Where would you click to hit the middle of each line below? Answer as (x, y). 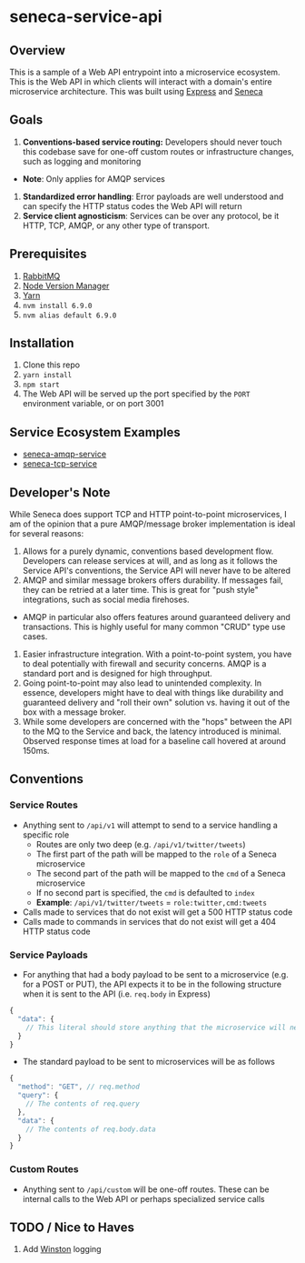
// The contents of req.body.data (91, 1129)
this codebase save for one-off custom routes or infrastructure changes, (158, 151)
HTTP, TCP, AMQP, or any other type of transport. (116, 226)
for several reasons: (47, 534)
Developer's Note (60, 492)
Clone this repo (51, 365)
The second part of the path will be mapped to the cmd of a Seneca (161, 873)
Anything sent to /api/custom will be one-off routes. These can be (146, 1189)
